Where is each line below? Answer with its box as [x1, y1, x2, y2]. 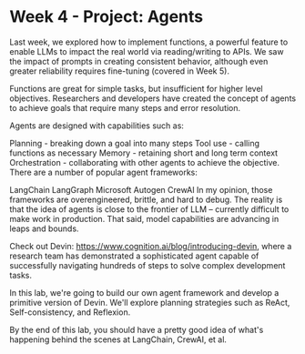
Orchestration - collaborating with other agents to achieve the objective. [9, 157, 280, 167]
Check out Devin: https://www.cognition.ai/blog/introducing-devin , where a [9, 240, 292, 251]
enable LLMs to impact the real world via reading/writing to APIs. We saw [9, 46, 284, 56]
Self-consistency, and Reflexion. [9, 307, 131, 318]
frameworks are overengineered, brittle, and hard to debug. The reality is [9, 194, 283, 205]
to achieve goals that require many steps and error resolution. [9, 102, 241, 113]
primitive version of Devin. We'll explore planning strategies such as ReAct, [9, 297, 290, 308]
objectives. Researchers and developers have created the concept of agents [9, 93, 297, 104]
